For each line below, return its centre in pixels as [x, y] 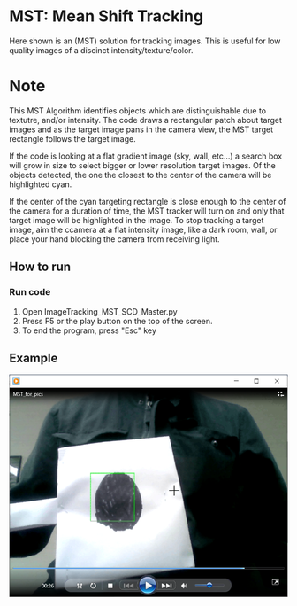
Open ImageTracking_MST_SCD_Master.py [100, 311]
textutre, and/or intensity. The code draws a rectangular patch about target [146, 120]
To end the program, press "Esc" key [89, 330]
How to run [40, 267]
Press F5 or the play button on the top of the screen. [118, 321]
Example [34, 357]
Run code [30, 292]
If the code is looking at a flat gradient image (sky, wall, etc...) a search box [146, 156]
